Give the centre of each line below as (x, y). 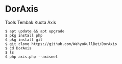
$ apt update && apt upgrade (35, 31)
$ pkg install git (24, 40)
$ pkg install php (24, 35)
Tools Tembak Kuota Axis (31, 22)
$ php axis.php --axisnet (31, 57)
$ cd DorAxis (18, 48)
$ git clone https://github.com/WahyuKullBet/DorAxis (61, 44)
